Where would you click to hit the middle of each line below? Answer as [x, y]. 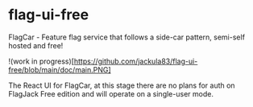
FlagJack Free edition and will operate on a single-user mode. [111, 93]
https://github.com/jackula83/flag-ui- [136, 61]
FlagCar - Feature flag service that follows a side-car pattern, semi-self [127, 37]
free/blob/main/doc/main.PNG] [60, 69]
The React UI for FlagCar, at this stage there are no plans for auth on [122, 85]
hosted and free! [36, 45]
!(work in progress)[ [41, 61]
